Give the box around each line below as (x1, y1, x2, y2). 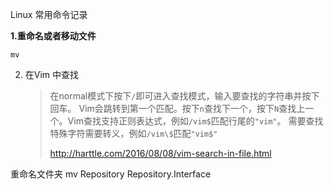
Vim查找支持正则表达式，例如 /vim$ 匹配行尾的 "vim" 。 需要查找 (67, 115, 324, 127)
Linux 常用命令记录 (10, 9, 88, 20)
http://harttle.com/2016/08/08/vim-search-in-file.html (49, 148, 272, 159)
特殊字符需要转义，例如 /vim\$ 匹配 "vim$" (49, 128, 218, 139)
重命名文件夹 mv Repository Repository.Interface (10, 168, 212, 180)
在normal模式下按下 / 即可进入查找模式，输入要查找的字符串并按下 (49, 90, 320, 102)
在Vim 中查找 (24, 69, 80, 80)
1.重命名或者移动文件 (10, 30, 97, 42)
